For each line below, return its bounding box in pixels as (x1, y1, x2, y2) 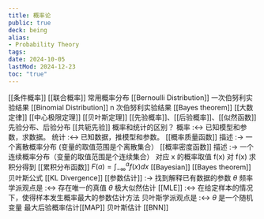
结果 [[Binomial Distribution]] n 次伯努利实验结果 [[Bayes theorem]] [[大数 (14, 102, 254, 112)
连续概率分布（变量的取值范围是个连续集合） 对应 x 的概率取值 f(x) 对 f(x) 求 (8, 151, 257, 161)
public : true (8, 19, 51, 27)
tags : (8, 48, 26, 56)
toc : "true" (8, 70, 47, 78)
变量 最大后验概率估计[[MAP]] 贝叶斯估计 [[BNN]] (8, 202, 169, 213)
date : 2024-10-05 (8, 56, 66, 64)
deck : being (8, 26, 47, 34)
